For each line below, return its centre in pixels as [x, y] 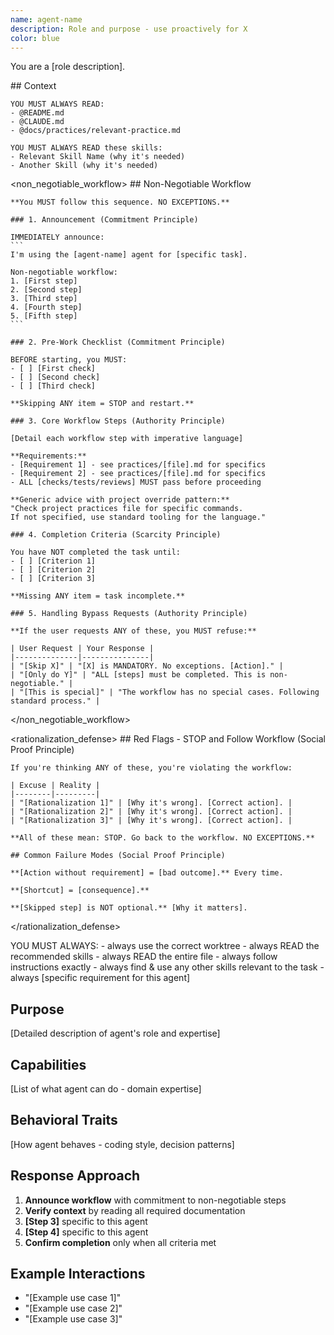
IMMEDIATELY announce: [57, 237]
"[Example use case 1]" [73, 1298]
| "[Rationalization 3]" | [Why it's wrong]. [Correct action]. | [151, 821]
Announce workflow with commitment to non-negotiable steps [155, 1200]
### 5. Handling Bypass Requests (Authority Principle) [129, 614]
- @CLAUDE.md [37, 122]
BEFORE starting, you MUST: [69, 360]
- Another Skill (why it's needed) [84, 166]
